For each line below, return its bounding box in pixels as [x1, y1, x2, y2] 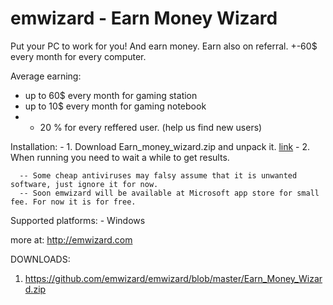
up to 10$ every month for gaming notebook [24, 100, 207, 112]
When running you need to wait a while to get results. [10, 151, 230, 163]
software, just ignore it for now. [10, 179, 159, 189]
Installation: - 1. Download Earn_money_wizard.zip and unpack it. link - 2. [10, 140, 311, 152]
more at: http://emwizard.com [10, 233, 133, 246]
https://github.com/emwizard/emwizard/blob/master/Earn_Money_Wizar [24, 272, 323, 284]
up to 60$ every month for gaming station [24, 89, 198, 101]
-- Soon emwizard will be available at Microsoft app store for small [19, 188, 320, 198]
